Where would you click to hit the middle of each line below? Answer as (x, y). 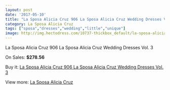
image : (12, 33)
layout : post (19, 10)
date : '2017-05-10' (26, 15)
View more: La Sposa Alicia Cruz (39, 82)
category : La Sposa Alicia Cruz (39, 24)
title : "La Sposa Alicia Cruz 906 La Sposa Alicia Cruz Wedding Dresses (83, 19)
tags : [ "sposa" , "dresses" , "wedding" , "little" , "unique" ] (65, 29)
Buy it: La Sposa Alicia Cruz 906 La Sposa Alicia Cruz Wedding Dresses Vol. (84, 67)
